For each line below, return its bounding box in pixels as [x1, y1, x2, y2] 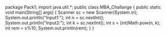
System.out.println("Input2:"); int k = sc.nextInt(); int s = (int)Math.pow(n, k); [5, 20, 161, 26]
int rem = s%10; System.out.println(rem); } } [5, 25, 94, 31]
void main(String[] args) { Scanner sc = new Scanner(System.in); [5, 9, 138, 15]
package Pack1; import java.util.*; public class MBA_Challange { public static [5, 4, 161, 10]
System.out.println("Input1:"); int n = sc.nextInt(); [5, 15, 105, 20]
